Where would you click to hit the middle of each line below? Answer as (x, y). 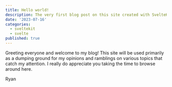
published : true (23, 39)
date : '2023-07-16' (26, 19)
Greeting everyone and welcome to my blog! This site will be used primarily (85, 53)
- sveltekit (23, 29)
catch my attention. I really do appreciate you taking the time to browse (80, 64)
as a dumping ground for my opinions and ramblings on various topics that (84, 58)
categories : (18, 24)
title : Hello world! (27, 10)
